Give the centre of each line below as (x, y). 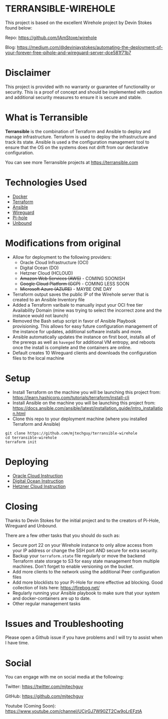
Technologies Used (46, 183)
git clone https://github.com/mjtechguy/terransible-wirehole (71, 433)
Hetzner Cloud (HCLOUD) (46, 273)
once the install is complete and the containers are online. (72, 347)
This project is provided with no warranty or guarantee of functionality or (80, 87)
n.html (19, 413)
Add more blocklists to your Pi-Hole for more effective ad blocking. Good (87, 582)
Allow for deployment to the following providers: (62, 257)
